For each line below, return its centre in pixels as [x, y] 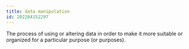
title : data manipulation [38, 11]
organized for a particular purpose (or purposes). [66, 40]
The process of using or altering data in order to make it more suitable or [94, 33]
